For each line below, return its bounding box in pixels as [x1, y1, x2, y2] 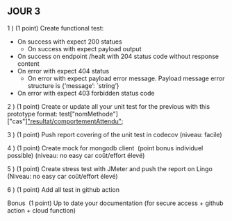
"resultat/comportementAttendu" [27, 117, 122, 125]
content [17, 59, 40, 68]
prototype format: [7, 109, 58, 118]
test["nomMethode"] [58, 109, 118, 118]
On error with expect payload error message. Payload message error [27, 74, 225, 82]
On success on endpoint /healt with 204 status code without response [17, 52, 219, 60]
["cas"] [7, 117, 28, 125]
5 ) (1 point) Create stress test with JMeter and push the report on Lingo [7, 164, 213, 173]
